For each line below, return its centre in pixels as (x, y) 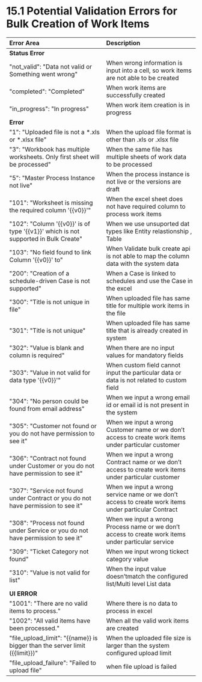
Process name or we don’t (143, 526)
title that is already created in (147, 330)
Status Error (27, 53)
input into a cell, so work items (149, 70)
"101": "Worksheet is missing (51, 203)
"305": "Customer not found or (53, 426)
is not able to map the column (148, 256)
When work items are (136, 87)
